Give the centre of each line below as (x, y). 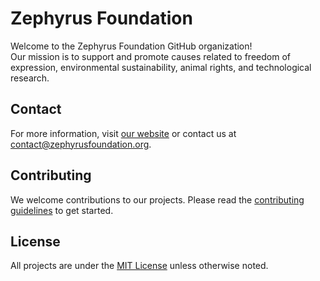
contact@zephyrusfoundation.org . (81, 144)
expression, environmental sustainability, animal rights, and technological (161, 67)
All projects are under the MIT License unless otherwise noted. (139, 266)
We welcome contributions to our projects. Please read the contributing (157, 199)
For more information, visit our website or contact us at (123, 133)
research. (30, 78)
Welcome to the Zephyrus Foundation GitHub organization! (131, 46)
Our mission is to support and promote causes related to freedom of (150, 56)
